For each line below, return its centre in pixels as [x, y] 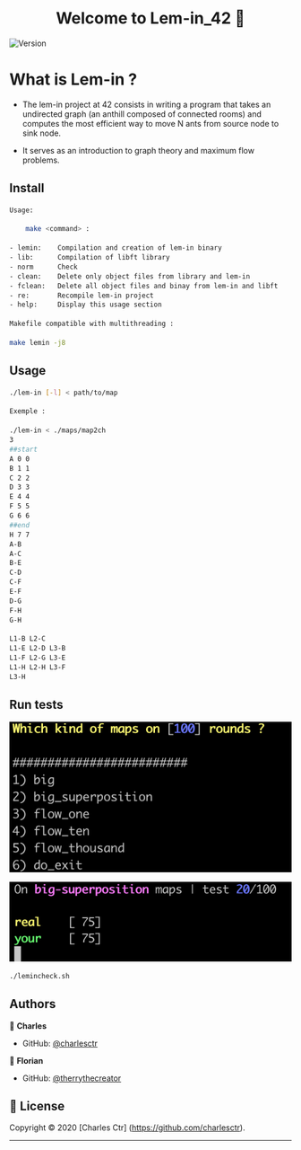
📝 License [37, 1106]
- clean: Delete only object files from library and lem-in [130, 276]
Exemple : [28, 411]
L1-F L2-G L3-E [38, 658]
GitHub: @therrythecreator [72, 1078]
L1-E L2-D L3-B [38, 649]
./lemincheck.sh [39, 976]
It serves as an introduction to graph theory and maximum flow [138, 150]
